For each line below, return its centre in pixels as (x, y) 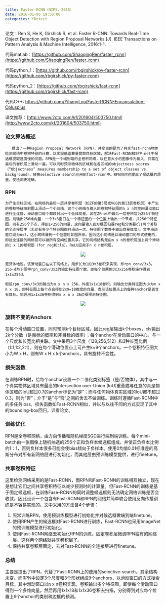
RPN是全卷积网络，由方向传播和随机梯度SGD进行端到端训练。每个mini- (78, 436)
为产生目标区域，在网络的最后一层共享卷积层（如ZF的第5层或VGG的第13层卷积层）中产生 (82, 203)
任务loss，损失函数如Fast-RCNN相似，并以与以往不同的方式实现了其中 (85, 404)
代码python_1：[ (21, 70)
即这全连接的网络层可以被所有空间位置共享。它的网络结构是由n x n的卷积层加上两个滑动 (82, 240)
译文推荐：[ (17, 118)
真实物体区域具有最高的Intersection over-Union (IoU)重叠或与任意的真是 (82, 385)
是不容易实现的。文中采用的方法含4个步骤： (54, 505)
